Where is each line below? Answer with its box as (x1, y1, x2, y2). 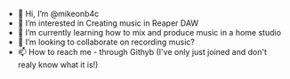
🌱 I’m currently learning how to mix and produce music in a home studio (17, 28, 282, 37)
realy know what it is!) (17, 59, 99, 70)
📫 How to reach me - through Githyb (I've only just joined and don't (17, 47, 268, 57)
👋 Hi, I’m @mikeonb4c (17, 9, 100, 19)
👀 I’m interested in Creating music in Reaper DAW (17, 18, 199, 28)
